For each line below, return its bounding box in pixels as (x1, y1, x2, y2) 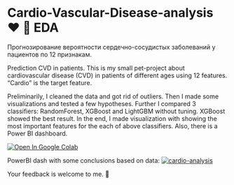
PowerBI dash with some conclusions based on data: (7, 156, 160, 165)
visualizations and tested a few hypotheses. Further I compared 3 (7, 99, 196, 108)
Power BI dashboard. (7, 129, 68, 138)
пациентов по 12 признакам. (7, 50, 92, 59)
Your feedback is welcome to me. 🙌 (7, 170, 110, 178)
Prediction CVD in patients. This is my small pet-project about (7, 64, 186, 72)
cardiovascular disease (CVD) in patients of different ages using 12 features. (7, 71, 228, 80)
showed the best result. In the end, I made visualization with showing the (7, 114, 217, 123)
